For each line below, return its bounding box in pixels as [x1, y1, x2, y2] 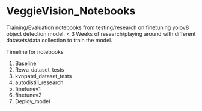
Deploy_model [14, 97, 50, 105]
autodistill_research [14, 79, 64, 86]
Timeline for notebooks [6, 48, 64, 55]
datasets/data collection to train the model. [6, 36, 113, 44]
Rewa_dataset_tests [14, 66, 64, 73]
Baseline [14, 60, 37, 67]
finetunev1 [14, 85, 41, 92]
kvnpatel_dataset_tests [14, 72, 72, 79]
